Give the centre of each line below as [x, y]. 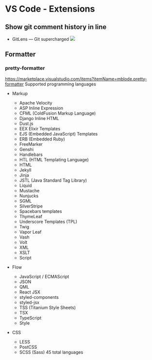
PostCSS [28, 347]
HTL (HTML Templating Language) [54, 159]
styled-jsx [29, 302]
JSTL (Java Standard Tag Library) [53, 180]
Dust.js [26, 123]
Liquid [25, 185]
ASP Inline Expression [41, 108]
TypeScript [30, 318]
